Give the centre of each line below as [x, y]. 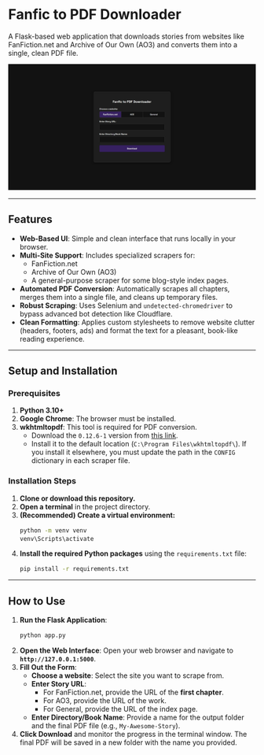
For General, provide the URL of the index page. [120, 709]
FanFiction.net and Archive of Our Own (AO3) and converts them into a [123, 44]
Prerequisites [34, 393]
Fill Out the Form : [48, 667]
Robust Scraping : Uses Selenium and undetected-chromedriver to [126, 305]
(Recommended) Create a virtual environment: [97, 515]
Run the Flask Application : [63, 620]
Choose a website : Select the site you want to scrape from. [128, 675]
